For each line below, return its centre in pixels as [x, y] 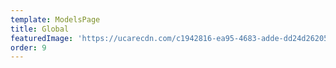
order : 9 [28, 47]
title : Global [40, 29]
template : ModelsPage [55, 19]
